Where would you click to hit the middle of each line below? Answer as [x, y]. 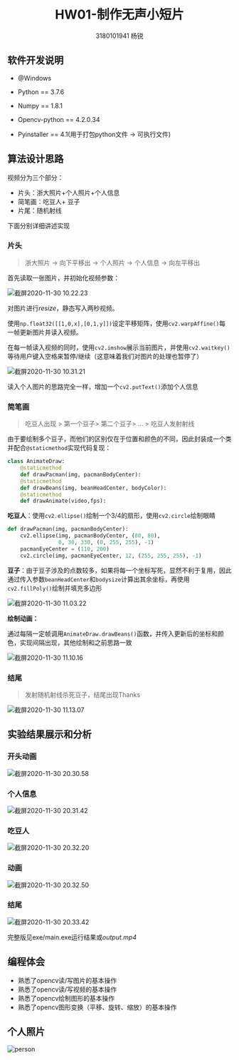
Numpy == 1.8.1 [40, 106]
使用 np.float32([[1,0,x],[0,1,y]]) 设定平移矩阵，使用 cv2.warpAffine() [113, 323]
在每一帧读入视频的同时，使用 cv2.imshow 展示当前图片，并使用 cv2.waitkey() [119, 347]
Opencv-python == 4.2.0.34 [59, 119]
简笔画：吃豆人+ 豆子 [49, 201]
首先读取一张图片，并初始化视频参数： [63, 277]
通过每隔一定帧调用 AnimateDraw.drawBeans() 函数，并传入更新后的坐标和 [113, 633]
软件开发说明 [36, 60]
